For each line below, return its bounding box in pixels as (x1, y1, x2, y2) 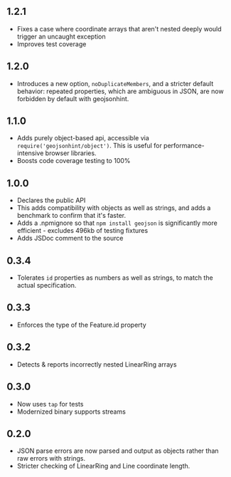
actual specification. (16, 281, 77, 290)
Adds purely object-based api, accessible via (16, 134, 150, 142)
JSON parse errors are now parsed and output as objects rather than (16, 446, 219, 455)
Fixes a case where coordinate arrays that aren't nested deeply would (16, 24, 222, 33)
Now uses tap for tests (16, 399, 84, 408)
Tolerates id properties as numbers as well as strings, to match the (16, 273, 214, 282)
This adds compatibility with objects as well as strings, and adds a (16, 204, 211, 212)
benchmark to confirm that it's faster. (16, 211, 126, 220)
